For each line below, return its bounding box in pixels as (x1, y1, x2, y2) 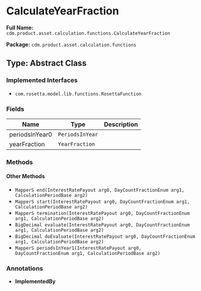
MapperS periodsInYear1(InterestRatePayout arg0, (14, 245, 142, 251)
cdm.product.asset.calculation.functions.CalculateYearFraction (6, 30, 170, 37)
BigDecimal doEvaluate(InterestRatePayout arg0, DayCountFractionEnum (14, 234, 196, 240)
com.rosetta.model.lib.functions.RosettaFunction (14, 91, 142, 97)
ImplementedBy (14, 278, 56, 285)
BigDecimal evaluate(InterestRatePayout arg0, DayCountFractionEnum (14, 222, 190, 228)
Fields (6, 105, 25, 113)
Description (104, 120, 138, 128)
